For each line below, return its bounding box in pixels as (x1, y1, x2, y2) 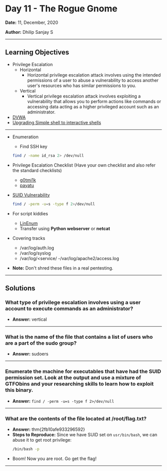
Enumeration (12, 134, 39, 140)
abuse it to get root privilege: (12, 437, 72, 443)
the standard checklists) (12, 167, 62, 173)
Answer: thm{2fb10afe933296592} (12, 426, 85, 433)
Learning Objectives (5, 48, 70, 57)
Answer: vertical (12, 316, 47, 322)
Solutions (5, 284, 36, 292)
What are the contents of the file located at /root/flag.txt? (5, 415, 147, 422)
